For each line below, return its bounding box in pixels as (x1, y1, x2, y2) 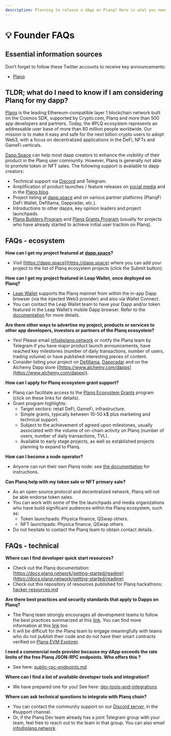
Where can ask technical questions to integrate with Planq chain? (5, 694, 147, 700)
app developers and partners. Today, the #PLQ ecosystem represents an (5, 120, 158, 126)
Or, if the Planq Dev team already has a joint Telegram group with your (12, 715, 160, 721)
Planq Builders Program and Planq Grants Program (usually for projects (12, 216, 162, 222)
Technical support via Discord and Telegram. (12, 178, 107, 184)
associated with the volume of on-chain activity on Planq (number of (20, 427, 164, 434)
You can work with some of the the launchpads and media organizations (12, 499, 164, 505)
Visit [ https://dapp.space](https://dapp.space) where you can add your (12, 260, 162, 266)
